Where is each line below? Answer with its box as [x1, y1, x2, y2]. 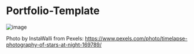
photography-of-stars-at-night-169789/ [6, 41, 102, 48]
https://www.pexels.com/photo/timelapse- [85, 35, 188, 42]
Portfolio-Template [6, 4, 100, 18]
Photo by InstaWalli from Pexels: [6, 35, 84, 42]
